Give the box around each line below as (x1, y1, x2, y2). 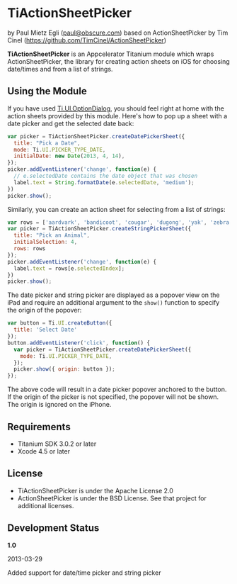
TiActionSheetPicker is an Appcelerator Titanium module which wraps (7, 50, 214, 58)
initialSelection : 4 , (13, 239, 78, 246)
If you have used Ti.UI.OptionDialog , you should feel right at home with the (7, 104, 224, 113)
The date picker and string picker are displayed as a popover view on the (7, 291, 221, 299)
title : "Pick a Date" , (13, 140, 81, 147)
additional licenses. (17, 501, 74, 510)
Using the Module (7, 85, 87, 97)
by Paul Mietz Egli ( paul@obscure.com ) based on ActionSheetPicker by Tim (7, 28, 229, 37)
